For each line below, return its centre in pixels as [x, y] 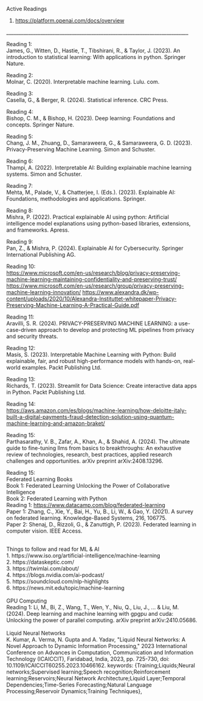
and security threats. [32, 336]
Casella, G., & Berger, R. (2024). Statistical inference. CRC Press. [87, 100]
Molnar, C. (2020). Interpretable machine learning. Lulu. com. [83, 82]
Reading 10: [21, 266]
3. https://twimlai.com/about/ [43, 568]
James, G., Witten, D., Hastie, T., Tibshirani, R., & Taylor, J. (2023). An [93, 50]
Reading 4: [20, 112]
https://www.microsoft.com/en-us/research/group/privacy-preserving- [95, 286]
